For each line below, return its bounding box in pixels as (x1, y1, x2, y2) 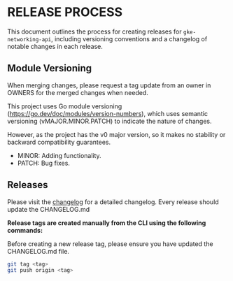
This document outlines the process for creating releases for (7, 27, 182, 36)
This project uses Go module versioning (7, 102, 122, 110)
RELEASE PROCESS (7, 4, 123, 20)
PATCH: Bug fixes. (17, 159, 70, 167)
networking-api (7, 36, 52, 43)
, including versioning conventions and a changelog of (51, 34, 208, 43)
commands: (7, 226, 43, 234)
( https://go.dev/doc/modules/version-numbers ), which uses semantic (7, 109, 209, 117)
